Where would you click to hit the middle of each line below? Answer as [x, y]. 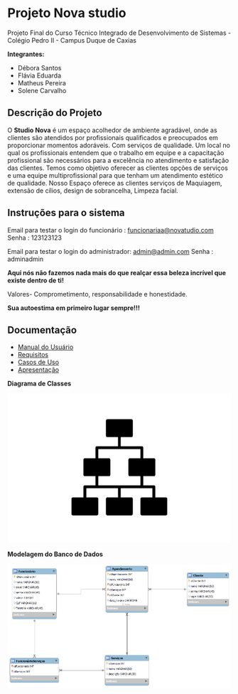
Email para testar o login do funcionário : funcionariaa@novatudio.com [111, 230]
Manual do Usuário [45, 347]
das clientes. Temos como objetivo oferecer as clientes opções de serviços [118, 168]
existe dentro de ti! [36, 280]
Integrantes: [26, 54]
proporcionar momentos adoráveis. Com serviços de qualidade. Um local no [119, 145]
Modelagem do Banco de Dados [55, 554]
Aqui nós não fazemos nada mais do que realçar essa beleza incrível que [117, 272]
